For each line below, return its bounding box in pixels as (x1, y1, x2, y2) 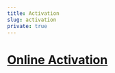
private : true (7, 23, 48, 29)
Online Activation (7, 52, 108, 68)
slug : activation (7, 16, 57, 23)
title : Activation (7, 10, 60, 17)
